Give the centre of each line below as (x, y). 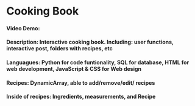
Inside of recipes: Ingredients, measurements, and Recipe (81, 97)
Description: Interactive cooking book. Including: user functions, (90, 42)
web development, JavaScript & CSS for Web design (74, 68)
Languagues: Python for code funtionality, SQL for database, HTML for (98, 62)
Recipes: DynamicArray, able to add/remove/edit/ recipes (81, 82)
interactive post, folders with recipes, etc (59, 48)
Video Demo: (23, 28)
